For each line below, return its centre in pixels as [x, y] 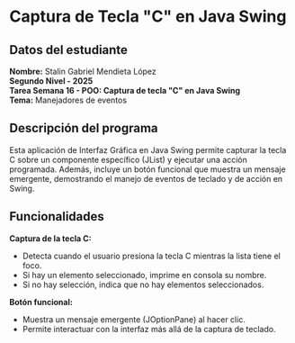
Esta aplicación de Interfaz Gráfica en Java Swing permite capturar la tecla [148, 149]
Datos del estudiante [69, 50]
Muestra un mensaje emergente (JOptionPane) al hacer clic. [134, 319]
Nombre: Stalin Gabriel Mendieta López [83, 71]
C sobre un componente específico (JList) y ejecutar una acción [128, 159]
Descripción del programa [84, 128]
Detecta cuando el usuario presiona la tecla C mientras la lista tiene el [152, 256]
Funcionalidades [57, 217]
